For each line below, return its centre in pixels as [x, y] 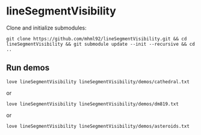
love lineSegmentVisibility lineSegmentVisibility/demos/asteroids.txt [98, 126]
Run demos [28, 68]
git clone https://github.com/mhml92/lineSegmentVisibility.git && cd [97, 39]
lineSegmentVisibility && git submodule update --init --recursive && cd [101, 44]
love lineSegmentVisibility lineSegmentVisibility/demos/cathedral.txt [98, 82]
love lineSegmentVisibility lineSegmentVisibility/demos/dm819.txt [93, 104]
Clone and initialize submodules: [47, 28]
